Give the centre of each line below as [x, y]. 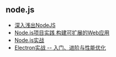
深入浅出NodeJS [35, 25]
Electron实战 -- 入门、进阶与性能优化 [60, 47]
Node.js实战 [29, 40]
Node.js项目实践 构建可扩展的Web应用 [62, 32]
